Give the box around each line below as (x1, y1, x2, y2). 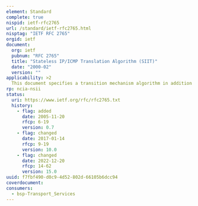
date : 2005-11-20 (21, 113, 65, 119)
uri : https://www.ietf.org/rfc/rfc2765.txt (11, 97, 120, 103)
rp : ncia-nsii (6, 86, 41, 92)
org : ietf (11, 47, 36, 53)
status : (6, 91, 25, 97)
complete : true (6, 14, 44, 20)
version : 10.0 (21, 147, 58, 153)
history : (11, 102, 33, 109)
